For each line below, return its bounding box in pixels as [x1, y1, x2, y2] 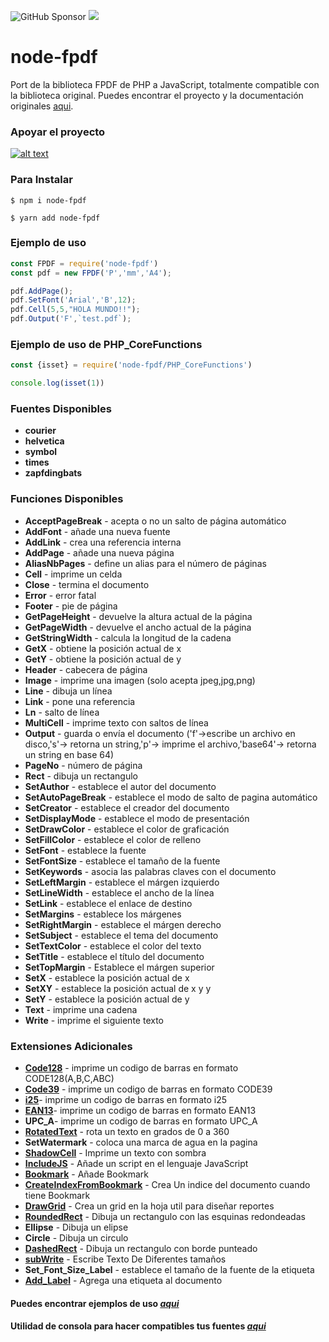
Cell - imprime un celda [24, 568, 123, 580]
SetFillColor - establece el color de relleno [24, 833, 202, 845]
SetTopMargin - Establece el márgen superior [24, 961, 215, 973]
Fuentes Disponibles [10, 402, 112, 416]
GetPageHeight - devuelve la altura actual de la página [24, 610, 253, 622]
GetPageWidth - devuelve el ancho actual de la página [24, 621, 252, 633]
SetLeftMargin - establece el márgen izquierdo [24, 876, 220, 888]
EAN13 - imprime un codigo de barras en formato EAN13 [24, 1105, 257, 1117]
